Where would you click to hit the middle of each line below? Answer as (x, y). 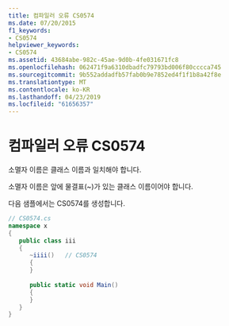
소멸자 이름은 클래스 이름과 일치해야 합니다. (75, 170)
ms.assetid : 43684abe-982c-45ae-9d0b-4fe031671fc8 (94, 60)
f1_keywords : (30, 30)
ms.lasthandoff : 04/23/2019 (55, 97)
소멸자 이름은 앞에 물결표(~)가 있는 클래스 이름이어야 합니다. (101, 187)
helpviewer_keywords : (44, 45)
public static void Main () (74, 285)
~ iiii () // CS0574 (63, 255)
